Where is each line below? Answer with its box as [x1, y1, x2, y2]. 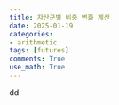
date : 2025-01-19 [9, 21, 74, 30]
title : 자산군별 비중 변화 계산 [9, 12, 110, 22]
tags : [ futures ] [9, 46, 69, 55]
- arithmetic [9, 37, 58, 47]
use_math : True [9, 63, 66, 72]
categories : [9, 29, 53, 38]
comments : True [9, 54, 66, 63]
